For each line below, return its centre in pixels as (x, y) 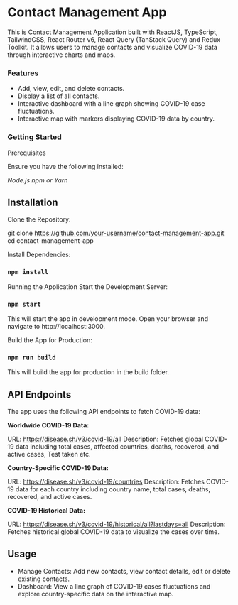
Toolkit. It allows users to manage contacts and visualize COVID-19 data (113, 47)
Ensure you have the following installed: (66, 166)
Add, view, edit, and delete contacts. (71, 89)
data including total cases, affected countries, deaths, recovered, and (117, 447)
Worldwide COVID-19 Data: (48, 425)
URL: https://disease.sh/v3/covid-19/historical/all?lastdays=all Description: (117, 524)
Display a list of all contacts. (59, 96)
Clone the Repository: (39, 219)
